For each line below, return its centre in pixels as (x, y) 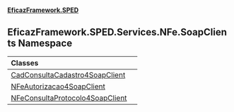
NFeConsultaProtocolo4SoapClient (69, 98)
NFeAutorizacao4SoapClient (58, 86)
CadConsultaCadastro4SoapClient (68, 75)
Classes (25, 63)
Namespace (45, 43)
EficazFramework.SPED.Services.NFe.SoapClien (117, 32)
